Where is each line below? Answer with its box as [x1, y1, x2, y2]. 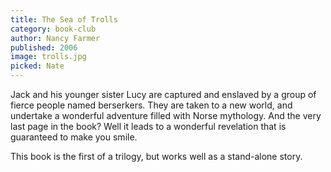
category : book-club [10, 24, 97, 34]
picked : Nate [10, 61, 65, 71]
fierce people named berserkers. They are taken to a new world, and [10, 99, 293, 111]
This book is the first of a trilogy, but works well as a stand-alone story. [10, 151, 303, 162]
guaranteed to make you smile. [10, 131, 138, 143]
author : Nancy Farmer [10, 33, 101, 43]
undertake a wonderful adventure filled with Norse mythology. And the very [10, 110, 322, 121]
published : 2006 [10, 42, 78, 53]
